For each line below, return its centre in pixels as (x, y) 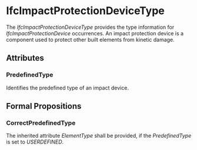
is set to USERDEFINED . (35, 142)
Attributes (25, 58)
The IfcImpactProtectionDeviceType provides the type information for (90, 27)
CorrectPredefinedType (41, 123)
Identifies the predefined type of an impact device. (68, 88)
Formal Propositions (44, 106)
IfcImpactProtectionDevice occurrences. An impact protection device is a (95, 33)
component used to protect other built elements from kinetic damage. (90, 39)
